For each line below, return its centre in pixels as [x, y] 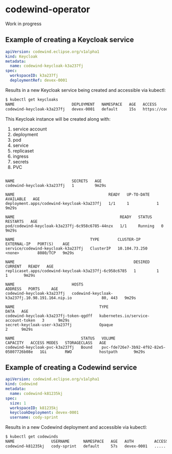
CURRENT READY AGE [29, 266]
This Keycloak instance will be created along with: [58, 119]
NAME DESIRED [78, 262]
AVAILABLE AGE [23, 199]
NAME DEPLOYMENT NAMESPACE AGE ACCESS [81, 104]
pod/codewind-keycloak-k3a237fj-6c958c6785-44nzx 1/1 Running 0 [84, 226]
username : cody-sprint [34, 418]
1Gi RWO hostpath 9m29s [92, 352]
